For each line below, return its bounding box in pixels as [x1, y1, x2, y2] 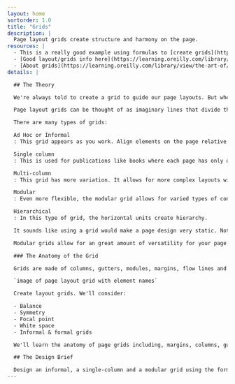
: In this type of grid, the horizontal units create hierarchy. [13, 214, 208, 221]
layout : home [7, 10, 45, 17]
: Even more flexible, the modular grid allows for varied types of [13, 195, 218, 202]
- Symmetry [13, 309, 45, 316]
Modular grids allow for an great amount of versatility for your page [13, 239, 227, 246]
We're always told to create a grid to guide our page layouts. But [13, 94, 218, 101]
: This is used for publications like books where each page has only [13, 157, 224, 164]
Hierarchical [13, 208, 52, 215]
